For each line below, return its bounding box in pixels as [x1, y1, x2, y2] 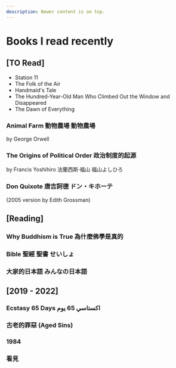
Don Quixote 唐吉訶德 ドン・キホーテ [6, 182, 113, 191]
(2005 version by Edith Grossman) [6, 196, 91, 203]
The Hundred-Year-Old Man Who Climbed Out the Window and [14, 93, 170, 100]
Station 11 [14, 74, 39, 81]
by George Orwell [6, 135, 50, 142]
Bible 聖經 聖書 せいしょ [6, 250, 75, 258]
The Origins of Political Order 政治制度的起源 [6, 151, 137, 160]
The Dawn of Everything [14, 105, 75, 113]
